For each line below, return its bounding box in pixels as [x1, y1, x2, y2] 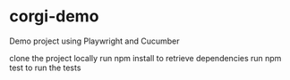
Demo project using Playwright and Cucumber [9, 36, 180, 46]
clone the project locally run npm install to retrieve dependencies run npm [9, 52, 282, 63]
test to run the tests [9, 62, 81, 73]
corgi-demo [9, 6, 99, 27]
